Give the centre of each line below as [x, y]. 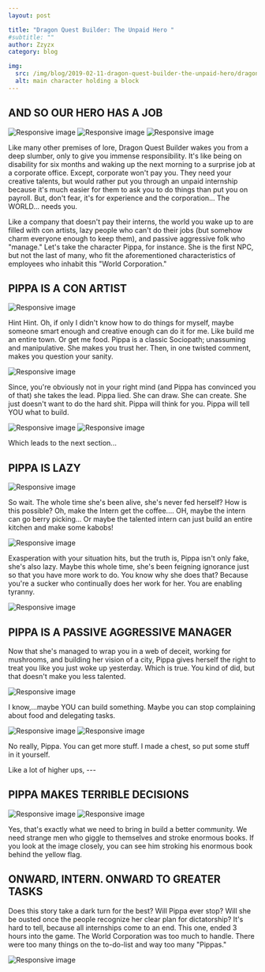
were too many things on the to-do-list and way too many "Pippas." [118, 944]
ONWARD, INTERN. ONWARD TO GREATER [114, 879]
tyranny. [22, 592]
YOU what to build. [39, 412]
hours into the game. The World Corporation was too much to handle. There [131, 936]
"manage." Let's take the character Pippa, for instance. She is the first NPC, [131, 247]
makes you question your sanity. [61, 356]
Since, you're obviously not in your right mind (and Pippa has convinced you [132, 387]
